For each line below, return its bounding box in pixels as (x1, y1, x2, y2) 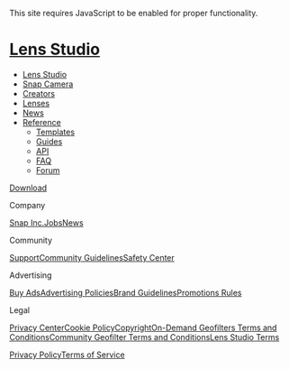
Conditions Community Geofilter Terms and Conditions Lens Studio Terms (9, 331, 280, 342)
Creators (22, 88, 56, 98)
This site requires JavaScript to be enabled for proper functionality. (9, 8, 258, 18)
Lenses (22, 97, 50, 108)
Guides (35, 135, 63, 147)
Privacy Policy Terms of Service (9, 349, 125, 360)
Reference (22, 116, 61, 127)
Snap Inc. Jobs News (9, 217, 84, 228)
